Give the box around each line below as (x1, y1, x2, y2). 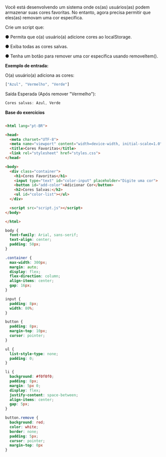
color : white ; (9, 424, 39, 429)
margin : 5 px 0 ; (9, 383, 41, 388)
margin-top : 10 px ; (9, 329, 48, 334)
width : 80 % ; (9, 306, 35, 311)
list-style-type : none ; (9, 351, 58, 356)
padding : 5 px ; (9, 434, 39, 439)
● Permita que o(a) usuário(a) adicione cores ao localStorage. (5, 34, 132, 40)
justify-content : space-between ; (9, 393, 79, 398)
